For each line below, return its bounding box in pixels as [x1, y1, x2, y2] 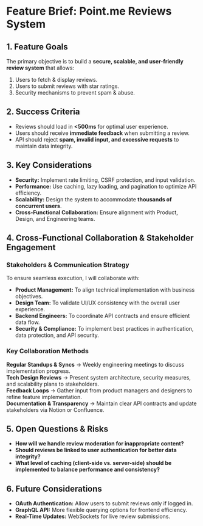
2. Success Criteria [6, 107, 80, 117]
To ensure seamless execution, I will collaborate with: [6, 275, 140, 282]
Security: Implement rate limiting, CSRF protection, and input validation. [15, 176, 196, 184]
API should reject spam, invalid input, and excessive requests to [15, 135, 179, 143]
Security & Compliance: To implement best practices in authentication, [15, 325, 194, 333]
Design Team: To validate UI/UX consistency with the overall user [15, 299, 181, 306]
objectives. [15, 293, 43, 300]
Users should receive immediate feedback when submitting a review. [15, 129, 190, 137]
